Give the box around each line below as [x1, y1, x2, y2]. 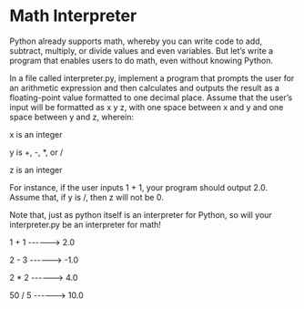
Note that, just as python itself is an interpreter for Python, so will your [9, 209, 273, 220]
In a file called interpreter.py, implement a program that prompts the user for [9, 72, 295, 83]
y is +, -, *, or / [9, 147, 64, 158]
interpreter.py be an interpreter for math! [9, 219, 162, 230]
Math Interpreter [9, 5, 137, 26]
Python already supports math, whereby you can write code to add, [9, 36, 263, 46]
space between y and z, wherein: [9, 111, 135, 122]
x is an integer [9, 129, 63, 139]
